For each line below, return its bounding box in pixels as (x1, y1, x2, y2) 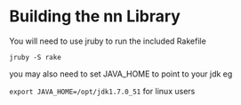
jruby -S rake (9, 52, 62, 61)
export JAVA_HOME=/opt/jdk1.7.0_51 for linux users (9, 85, 196, 96)
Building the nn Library (9, 6, 181, 27)
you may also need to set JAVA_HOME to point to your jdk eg (9, 69, 233, 79)
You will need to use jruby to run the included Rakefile (9, 36, 206, 46)
